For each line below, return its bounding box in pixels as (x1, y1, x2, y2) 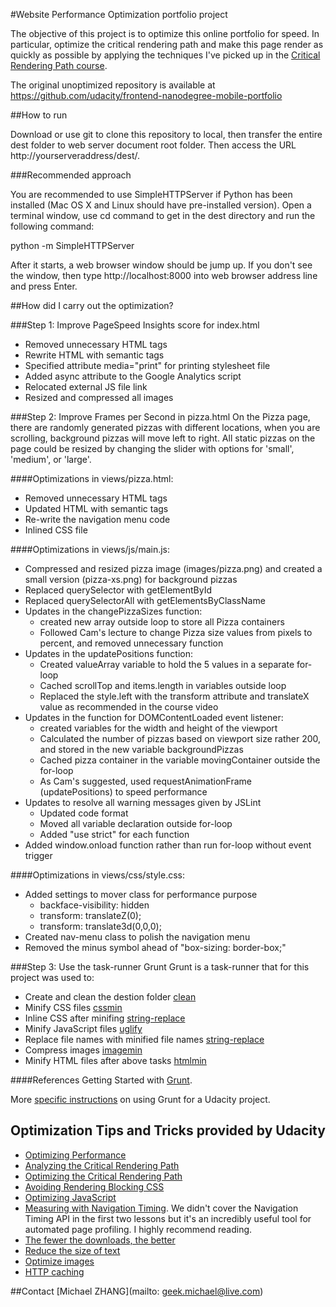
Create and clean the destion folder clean (24, 991, 197, 1003)
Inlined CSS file (24, 524, 88, 536)
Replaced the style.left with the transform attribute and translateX (39, 690, 310, 702)
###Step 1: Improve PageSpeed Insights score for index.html (10, 319, 260, 331)
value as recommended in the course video (39, 701, 219, 713)
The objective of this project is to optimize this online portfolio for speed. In (10, 28, 320, 39)
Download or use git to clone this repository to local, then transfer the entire (10, 129, 323, 140)
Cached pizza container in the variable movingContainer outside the (39, 754, 321, 766)
